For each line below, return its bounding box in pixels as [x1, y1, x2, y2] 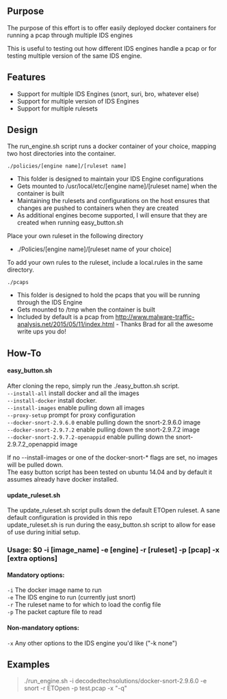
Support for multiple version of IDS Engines [16, 97, 139, 105]
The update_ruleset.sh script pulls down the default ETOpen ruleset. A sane [7, 506, 220, 514]
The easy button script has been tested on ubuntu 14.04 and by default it [7, 468, 213, 476]
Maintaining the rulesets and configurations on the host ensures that [16, 197, 210, 205]
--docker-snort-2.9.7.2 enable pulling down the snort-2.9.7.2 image [7, 425, 200, 434]
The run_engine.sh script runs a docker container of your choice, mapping [7, 142, 217, 150]
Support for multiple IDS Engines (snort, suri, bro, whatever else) [16, 89, 200, 98]
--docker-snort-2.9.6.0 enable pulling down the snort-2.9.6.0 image [7, 418, 201, 427]
